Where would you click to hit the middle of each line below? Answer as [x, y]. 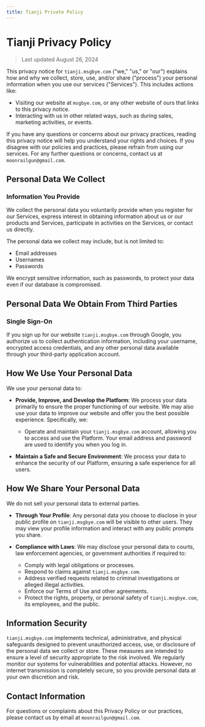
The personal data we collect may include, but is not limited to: [85, 241]
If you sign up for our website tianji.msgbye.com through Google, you [94, 334]
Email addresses [36, 253]
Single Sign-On [29, 321]
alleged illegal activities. [54, 584]
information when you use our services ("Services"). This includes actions [100, 84]
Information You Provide [43, 197]
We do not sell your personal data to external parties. [73, 503]
